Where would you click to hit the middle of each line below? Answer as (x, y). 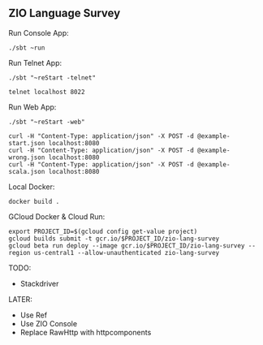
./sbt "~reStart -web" (47, 122)
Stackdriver (39, 283)
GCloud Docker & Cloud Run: (57, 216)
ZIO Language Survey (65, 13)
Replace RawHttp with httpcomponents (86, 332)
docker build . (34, 201)
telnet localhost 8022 (47, 92)
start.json (27, 143)
